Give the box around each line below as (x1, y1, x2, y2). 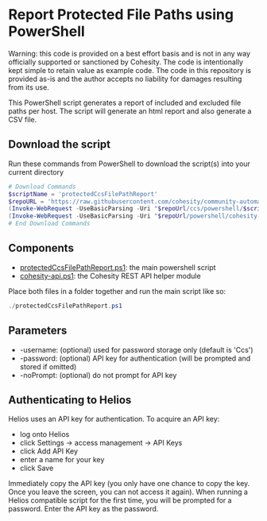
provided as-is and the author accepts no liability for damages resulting (8, 74, 242, 83)
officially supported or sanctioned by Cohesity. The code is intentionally (8, 57, 244, 67)
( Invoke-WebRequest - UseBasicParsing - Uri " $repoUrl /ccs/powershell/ (8, 205, 244, 213)
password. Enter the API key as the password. (8, 504, 159, 514)
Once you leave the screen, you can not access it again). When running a (8, 487, 249, 497)
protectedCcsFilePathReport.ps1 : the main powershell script (19, 262, 216, 272)
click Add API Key (19, 446, 78, 456)
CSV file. (8, 114, 37, 124)
